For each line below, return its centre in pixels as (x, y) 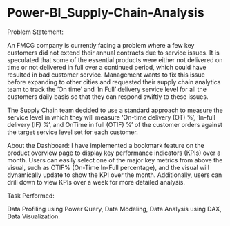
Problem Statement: (36, 32)
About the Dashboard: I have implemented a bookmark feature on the (106, 145)
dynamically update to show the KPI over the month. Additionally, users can (115, 175)
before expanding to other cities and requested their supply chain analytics (114, 82)
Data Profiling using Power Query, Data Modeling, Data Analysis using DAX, (115, 209)
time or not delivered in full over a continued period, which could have (107, 67)
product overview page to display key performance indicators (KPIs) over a (114, 153)
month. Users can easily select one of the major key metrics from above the (115, 160)
